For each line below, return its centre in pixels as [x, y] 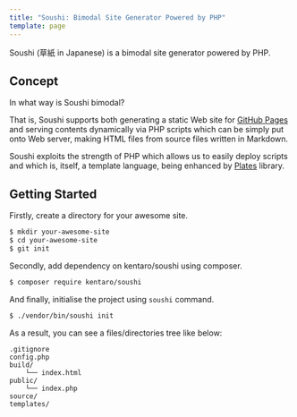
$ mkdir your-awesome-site [59, 232]
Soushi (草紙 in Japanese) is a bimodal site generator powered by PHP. [140, 52]
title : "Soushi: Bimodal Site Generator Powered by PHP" [118, 17]
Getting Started [53, 194]
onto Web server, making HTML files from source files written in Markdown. [149, 139]
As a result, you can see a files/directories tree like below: [116, 333]
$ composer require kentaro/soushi [76, 282]
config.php [30, 357]
